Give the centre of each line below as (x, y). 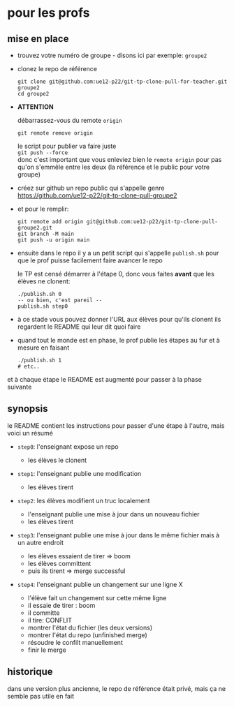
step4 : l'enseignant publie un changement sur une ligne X (100, 584)
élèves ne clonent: (44, 281)
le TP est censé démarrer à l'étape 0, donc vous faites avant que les (116, 274)
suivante (20, 387)
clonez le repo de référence (57, 69)
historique (30, 672)
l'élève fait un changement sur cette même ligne (97, 597)
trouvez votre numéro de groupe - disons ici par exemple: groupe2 (112, 55)
